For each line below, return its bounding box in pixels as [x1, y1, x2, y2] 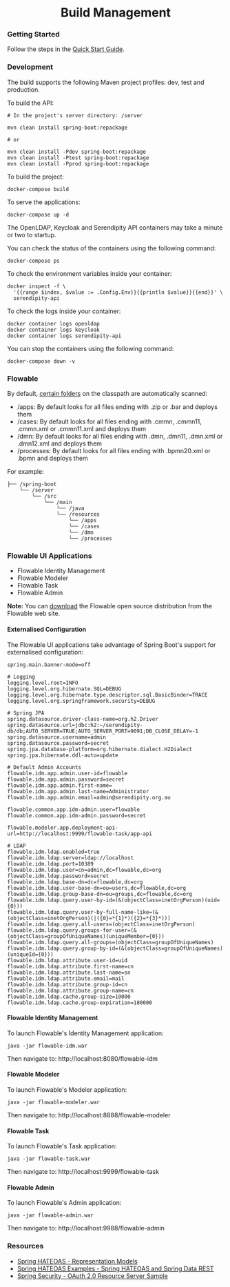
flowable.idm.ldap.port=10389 [7, 860, 94, 867]
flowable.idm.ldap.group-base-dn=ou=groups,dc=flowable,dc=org [7, 890, 193, 897]
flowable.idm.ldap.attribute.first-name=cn [7, 963, 134, 970]
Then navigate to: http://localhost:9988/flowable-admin [7, 1224, 165, 1233]
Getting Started [7, 30, 60, 39]
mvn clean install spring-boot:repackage [7, 124, 128, 131]
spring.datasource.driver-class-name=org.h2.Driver [7, 715, 158, 722]
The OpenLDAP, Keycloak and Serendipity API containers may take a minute [7, 223, 223, 232]
